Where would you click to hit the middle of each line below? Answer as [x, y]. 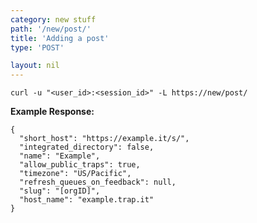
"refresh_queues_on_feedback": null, [98, 182]
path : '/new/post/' [51, 29]
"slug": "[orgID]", [60, 191]
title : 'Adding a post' [60, 38]
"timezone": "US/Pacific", [75, 174]
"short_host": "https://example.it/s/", [104, 139]
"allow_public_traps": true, [80, 165]
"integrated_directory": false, [87, 147]
